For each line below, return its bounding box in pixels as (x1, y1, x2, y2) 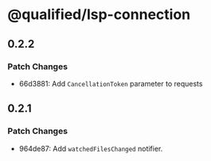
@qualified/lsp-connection (7, 6, 191, 24)
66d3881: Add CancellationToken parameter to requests (18, 79, 203, 88)
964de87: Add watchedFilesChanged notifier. (18, 144, 163, 153)
